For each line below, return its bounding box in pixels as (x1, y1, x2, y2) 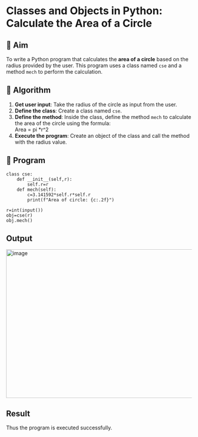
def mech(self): (16, 187, 57, 193)
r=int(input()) (6, 207, 44, 213)
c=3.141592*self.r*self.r (27, 191, 91, 198)
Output (6, 234, 32, 244)
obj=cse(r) (6, 212, 33, 218)
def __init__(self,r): (16, 176, 72, 182)
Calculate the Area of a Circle (6, 16, 152, 30)
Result (6, 408, 31, 419)
